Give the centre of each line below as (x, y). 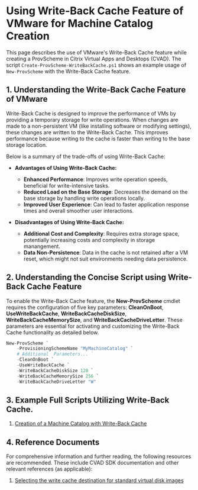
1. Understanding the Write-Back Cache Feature (96, 90)
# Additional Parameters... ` (55, 354)
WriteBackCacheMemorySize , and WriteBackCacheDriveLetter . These (95, 320)
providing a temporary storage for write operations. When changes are (92, 120)
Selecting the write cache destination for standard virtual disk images (99, 481)
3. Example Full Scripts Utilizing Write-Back (88, 400)
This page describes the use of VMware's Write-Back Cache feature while (97, 52)
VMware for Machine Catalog (80, 23)
